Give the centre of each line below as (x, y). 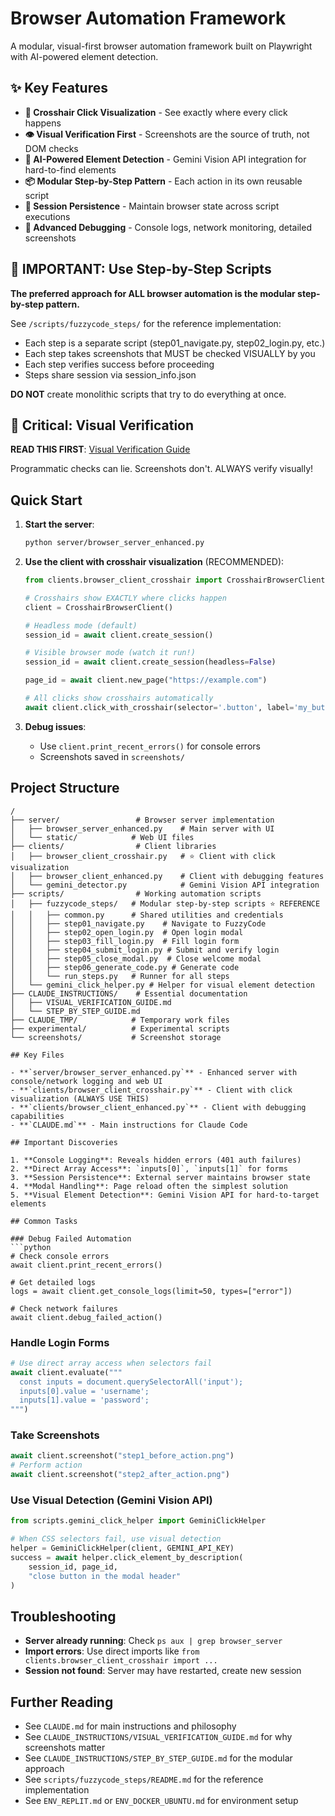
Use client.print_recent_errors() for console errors (150, 746)
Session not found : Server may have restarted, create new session (163, 1671)
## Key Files (37, 1055)
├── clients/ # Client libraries (113, 846)
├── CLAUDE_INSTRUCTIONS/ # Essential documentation (129, 993)
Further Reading (62, 1702)
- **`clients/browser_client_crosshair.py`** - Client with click (151, 1090)
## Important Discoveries (64, 1142)
